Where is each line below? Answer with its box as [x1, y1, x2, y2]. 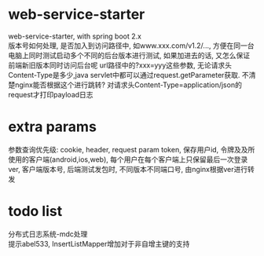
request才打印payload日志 [8, 90, 93, 99]
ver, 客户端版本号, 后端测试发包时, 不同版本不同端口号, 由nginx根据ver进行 [8, 164, 248, 174]
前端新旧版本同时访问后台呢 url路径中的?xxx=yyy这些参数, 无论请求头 [8, 60, 232, 70]
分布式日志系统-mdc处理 [8, 229, 88, 239]
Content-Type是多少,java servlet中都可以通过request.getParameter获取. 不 [8, 70, 249, 79]
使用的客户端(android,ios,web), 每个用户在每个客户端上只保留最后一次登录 [8, 155, 248, 164]
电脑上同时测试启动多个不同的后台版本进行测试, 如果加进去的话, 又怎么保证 [8, 50, 250, 60]
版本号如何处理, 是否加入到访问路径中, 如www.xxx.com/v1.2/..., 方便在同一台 [8, 41, 255, 50]
